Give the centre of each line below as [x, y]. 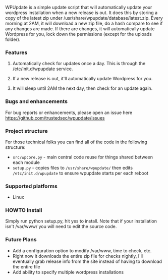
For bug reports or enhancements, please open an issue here [69, 113]
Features [16, 52]
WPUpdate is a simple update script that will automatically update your [79, 7]
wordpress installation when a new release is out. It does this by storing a [81, 13]
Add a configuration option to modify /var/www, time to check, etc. [82, 250]
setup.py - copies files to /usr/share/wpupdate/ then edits [72, 167]
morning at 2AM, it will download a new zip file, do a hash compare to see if [84, 23]
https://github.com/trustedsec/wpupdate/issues [55, 118]
